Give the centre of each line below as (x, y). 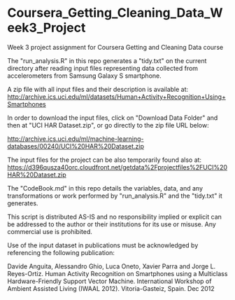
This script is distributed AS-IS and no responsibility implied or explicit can (115, 217)
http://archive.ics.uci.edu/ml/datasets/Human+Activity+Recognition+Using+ (116, 97)
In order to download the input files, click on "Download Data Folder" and (113, 118)
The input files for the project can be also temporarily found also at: (104, 160)
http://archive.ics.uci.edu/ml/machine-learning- (76, 139)
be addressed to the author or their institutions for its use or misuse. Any (112, 224)
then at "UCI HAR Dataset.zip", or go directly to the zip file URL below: (108, 125)
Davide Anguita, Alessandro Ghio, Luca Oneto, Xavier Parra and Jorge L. (112, 266)
